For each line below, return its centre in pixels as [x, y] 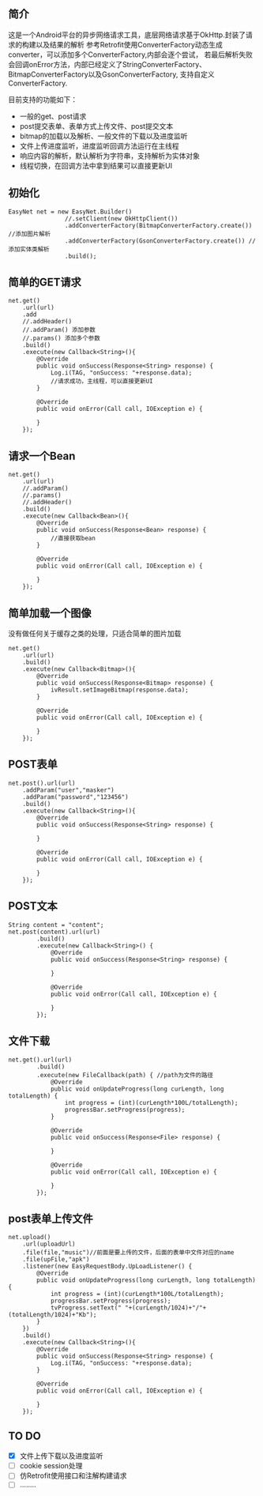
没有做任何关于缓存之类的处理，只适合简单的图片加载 [95, 634]
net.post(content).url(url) [54, 932]
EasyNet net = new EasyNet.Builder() [70, 212]
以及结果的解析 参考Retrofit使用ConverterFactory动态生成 [129, 44]
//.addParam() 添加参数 [59, 330]
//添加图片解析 [30, 234]
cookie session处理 [51, 1466]
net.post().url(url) [42, 783]
